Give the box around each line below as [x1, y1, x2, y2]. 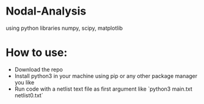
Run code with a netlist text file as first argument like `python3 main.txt [14, 85, 193, 92]
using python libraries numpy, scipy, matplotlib [5, 24, 123, 32]
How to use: [5, 46, 68, 60]
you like [14, 78, 35, 86]
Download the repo [14, 66, 64, 73]
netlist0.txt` [14, 91, 43, 99]
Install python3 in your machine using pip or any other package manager [14, 72, 198, 80]
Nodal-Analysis [5, 4, 87, 18]
